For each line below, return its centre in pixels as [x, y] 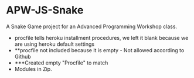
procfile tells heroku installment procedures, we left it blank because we [101, 38]
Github [23, 56]
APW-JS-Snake [45, 10]
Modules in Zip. [33, 69]
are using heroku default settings [55, 44]
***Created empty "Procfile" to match [61, 63]
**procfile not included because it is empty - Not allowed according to [99, 50]
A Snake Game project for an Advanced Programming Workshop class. [92, 26]
